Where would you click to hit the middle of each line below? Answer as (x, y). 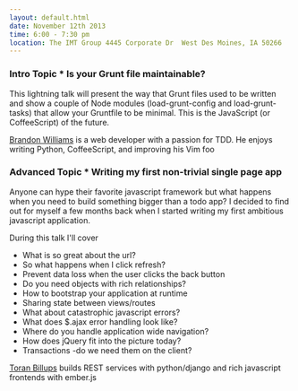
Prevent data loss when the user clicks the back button (123, 274)
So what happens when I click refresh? (94, 265)
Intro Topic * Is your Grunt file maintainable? (107, 74)
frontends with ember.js (53, 377)
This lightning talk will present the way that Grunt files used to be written (143, 93)
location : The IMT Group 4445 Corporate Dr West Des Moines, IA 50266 (145, 43)
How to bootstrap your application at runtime (105, 293)
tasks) (21, 112)
